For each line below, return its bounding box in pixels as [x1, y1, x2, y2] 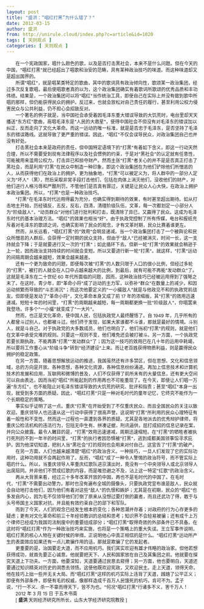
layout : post [6, 9, 39, 15]
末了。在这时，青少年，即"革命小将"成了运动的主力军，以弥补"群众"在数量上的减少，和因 [6, 280, 197, 287]
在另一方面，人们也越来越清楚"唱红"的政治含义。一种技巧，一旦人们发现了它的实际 [15, 448, 193, 454]
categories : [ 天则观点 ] [6, 43, 69, 49]
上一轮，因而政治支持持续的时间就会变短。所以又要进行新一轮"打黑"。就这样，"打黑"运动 [6, 248, 197, 254]
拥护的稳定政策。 [6, 351, 44, 358]
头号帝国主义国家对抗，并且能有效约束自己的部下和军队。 [6, 499, 130, 506]
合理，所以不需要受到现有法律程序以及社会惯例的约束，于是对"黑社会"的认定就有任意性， [6, 150, 198, 157]
